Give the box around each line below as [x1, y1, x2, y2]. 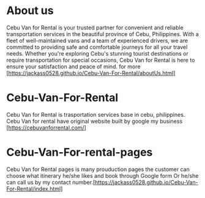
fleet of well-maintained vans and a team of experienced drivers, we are [6, 37, 188, 44]
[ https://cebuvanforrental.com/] [6, 123, 87, 131]
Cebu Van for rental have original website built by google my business [6, 117, 183, 125]
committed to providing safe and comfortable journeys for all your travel [6, 43, 188, 51]
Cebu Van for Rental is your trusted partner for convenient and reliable [6, 24, 184, 31]
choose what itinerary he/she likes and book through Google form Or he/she [6, 172, 199, 179]
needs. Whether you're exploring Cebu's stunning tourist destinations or [6, 50, 188, 57]
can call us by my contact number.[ [6, 178, 95, 186]
